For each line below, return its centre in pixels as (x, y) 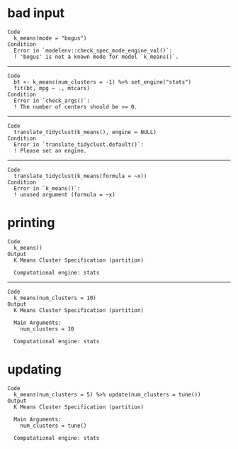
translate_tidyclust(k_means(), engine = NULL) (85, 132)
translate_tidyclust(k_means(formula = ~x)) (80, 176)
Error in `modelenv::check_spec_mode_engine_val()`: (93, 50)
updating (34, 370)
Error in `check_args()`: (52, 101)
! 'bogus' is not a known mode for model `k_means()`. (96, 57)
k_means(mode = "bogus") (50, 38)
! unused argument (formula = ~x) (64, 194)
